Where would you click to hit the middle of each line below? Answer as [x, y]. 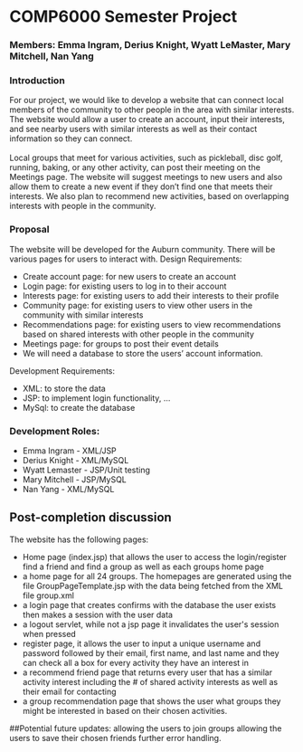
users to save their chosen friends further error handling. [115, 738]
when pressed [49, 633]
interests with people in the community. [83, 206]
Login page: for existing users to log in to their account [124, 286]
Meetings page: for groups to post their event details [120, 343]
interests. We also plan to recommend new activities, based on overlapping [149, 196]
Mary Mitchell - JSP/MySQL [74, 480]
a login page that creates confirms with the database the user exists [149, 604]
